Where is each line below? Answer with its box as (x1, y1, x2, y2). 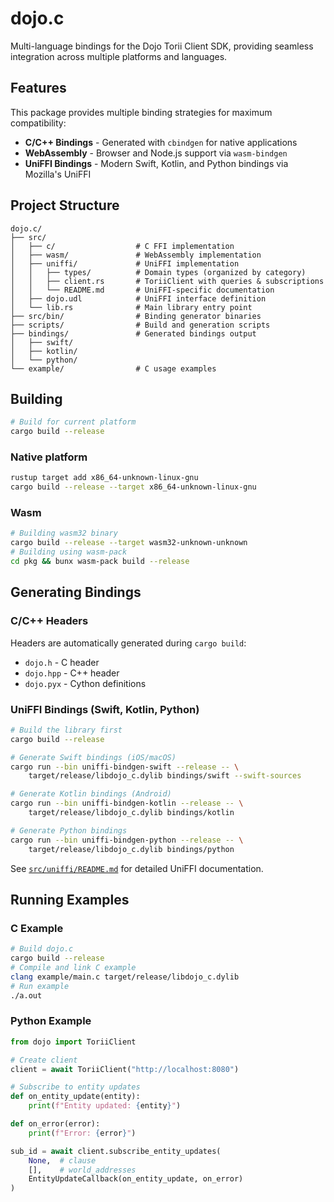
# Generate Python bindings (10, 825, 128, 836)
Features (10, 80, 67, 97)
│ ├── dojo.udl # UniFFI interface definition (10, 293, 267, 304)
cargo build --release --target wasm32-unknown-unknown (10, 538, 248, 548)
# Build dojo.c (10, 944, 74, 954)
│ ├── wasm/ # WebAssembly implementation (10, 250, 262, 260)
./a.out (10, 990, 43, 1001)
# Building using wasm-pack (10, 547, 128, 557)
